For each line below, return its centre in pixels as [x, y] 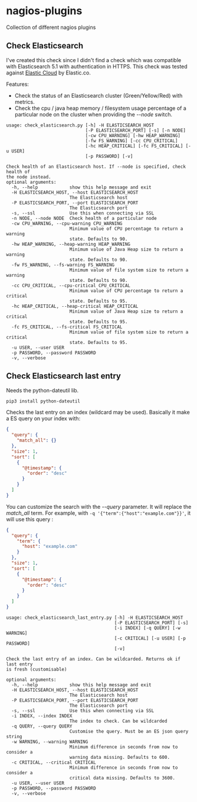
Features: [18, 84]
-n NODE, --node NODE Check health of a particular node [84, 218]
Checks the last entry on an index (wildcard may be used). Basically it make [98, 413]
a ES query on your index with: [43, 418]
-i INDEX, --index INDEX [42, 716]
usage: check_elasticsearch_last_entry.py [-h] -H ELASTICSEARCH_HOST [95, 618]
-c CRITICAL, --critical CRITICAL [54, 762]
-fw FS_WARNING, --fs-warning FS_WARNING [63, 265]
